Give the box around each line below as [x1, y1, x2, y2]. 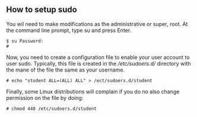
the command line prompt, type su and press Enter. [6, 27, 132, 34]
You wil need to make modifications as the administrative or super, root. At [6, 20, 188, 27]
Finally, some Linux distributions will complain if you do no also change [6, 88, 180, 95]
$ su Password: [6, 38, 44, 44]
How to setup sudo [6, 5, 77, 15]
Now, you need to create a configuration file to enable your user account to [6, 53, 190, 61]
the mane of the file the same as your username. [6, 66, 125, 73]
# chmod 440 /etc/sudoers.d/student [6, 106, 97, 112]
